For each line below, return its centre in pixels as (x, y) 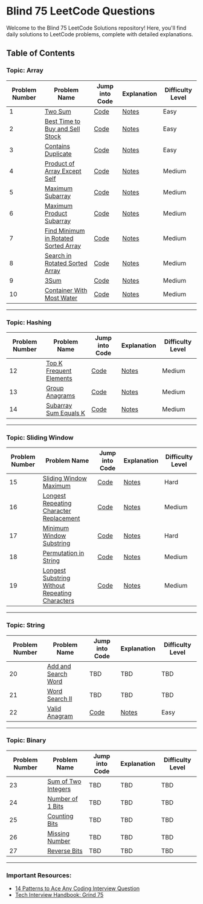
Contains (57, 146)
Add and (59, 666)
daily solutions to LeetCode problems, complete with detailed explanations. (100, 34)
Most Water (61, 298)
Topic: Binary (26, 740)
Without (54, 586)
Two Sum (58, 111)
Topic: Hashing (29, 322)
